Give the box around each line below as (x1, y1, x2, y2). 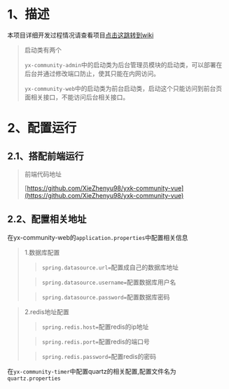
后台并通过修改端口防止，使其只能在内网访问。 (24, 69, 160, 78)
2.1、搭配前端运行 (7, 150, 84, 162)
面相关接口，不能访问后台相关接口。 (24, 92, 130, 101)
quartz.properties (7, 375, 61, 382)
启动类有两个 (24, 45, 62, 54)
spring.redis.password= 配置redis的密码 (41, 352, 156, 360)
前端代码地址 (24, 169, 62, 178)
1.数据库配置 (24, 248, 60, 256)
